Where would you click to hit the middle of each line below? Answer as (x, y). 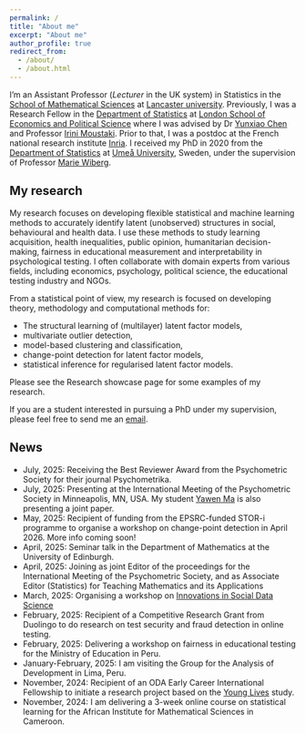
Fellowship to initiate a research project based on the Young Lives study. (158, 692)
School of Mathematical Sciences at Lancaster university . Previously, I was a (153, 104)
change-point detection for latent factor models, (113, 354)
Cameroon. (44, 721)
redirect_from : (38, 52)
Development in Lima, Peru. (74, 673)
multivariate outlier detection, (78, 335)
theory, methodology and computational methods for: (110, 308)
